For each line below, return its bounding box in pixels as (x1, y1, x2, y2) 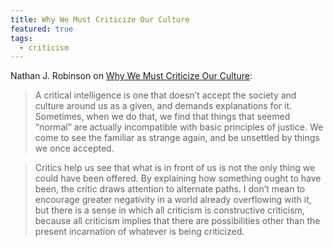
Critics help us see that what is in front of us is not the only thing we (34, 162, 316, 174)
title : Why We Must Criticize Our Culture (10, 14, 190, 25)
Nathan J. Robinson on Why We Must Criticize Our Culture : (10, 70, 253, 82)
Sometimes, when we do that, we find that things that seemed (34, 111, 291, 123)
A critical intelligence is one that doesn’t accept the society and (34, 89, 297, 101)
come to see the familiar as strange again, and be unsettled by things (34, 132, 320, 144)
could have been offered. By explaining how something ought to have (34, 172, 322, 185)
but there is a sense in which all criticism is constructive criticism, (34, 204, 305, 216)
